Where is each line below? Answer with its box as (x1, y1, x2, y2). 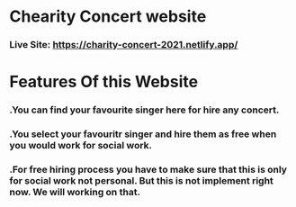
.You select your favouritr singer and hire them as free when (9, 128, 277, 140)
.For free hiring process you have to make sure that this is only (9, 164, 288, 176)
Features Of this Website (9, 72, 199, 92)
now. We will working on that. (9, 186, 141, 199)
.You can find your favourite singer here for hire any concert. (9, 103, 280, 116)
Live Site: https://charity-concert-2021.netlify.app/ (9, 39, 238, 51)
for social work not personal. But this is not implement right (9, 175, 274, 187)
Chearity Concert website (9, 6, 207, 27)
